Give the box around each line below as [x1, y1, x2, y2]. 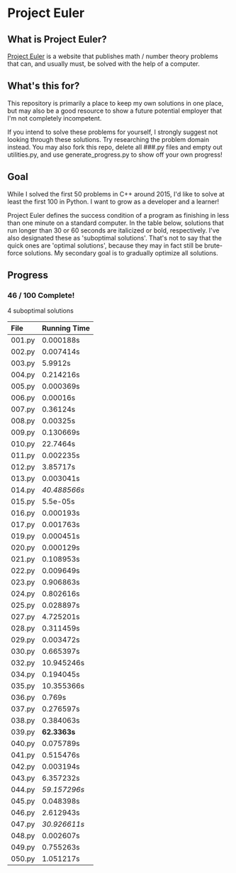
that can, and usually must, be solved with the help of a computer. [7, 60, 201, 68]
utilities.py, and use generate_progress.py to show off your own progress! [7, 150, 223, 159]
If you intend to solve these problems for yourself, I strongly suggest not [7, 128, 218, 136]
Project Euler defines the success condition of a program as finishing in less [7, 211, 230, 219]
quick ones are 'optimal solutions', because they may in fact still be [7, 241, 203, 250]
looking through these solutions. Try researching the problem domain [7, 135, 210, 143]
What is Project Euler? [7, 33, 108, 45]
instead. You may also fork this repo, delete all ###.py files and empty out [7, 143, 223, 151]
